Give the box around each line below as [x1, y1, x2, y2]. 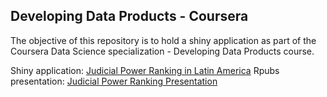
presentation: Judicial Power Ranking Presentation [10, 75, 218, 87]
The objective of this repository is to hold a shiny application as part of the [10, 34, 317, 46]
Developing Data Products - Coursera [10, 8, 249, 25]
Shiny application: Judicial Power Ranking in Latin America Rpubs [10, 64, 280, 76]
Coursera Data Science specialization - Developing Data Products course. [10, 45, 315, 57]
